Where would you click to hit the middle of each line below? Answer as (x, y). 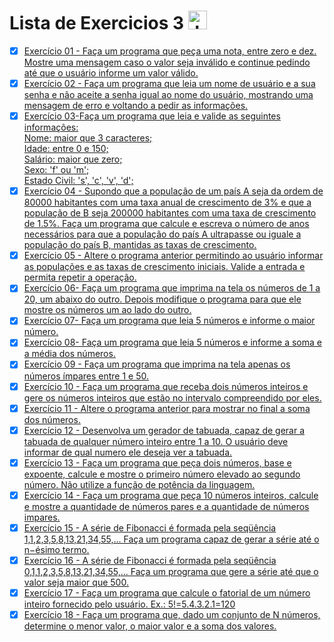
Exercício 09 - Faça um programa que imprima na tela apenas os (157, 364)
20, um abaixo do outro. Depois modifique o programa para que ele (162, 299)
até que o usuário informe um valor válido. (111, 73)
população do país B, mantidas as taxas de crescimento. (140, 245)
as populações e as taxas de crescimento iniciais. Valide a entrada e (164, 267)
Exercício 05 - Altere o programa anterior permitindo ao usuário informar (173, 256)
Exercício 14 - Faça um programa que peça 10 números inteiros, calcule (171, 495)
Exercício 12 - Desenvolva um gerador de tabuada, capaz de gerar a (164, 430)
